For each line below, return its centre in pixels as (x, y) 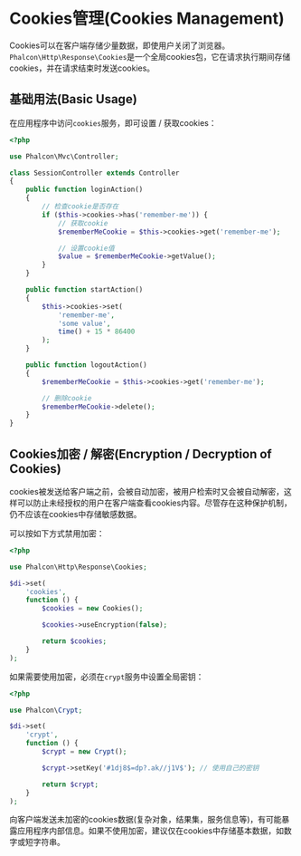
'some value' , (84, 323)
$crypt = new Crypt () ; (85, 752)
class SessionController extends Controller (94, 173)
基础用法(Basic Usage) (73, 99)
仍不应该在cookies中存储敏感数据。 (75, 514)
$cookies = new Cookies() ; (93, 609)
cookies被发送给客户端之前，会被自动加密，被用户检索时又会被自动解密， (147, 491)
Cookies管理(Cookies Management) (147, 19)
